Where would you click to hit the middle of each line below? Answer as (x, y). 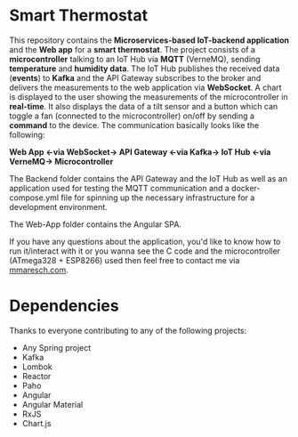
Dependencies (64, 306)
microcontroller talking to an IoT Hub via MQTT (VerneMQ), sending (135, 59)
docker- (246, 188)
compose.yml (34, 198)
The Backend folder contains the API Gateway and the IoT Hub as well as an (148, 178)
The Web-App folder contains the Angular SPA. (96, 224)
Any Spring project (56, 347)
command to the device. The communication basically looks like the (134, 125)
